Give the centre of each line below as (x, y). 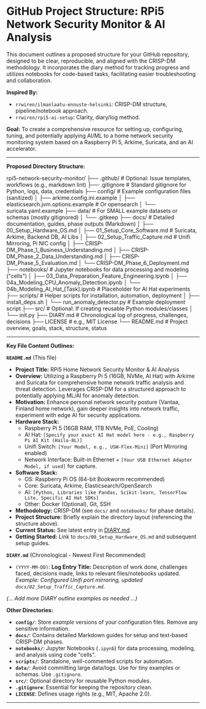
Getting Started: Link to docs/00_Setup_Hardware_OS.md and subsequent (106, 536)
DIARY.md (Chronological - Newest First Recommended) (76, 555)
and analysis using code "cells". (55, 654)
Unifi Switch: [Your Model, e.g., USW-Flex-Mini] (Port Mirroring (106, 446)
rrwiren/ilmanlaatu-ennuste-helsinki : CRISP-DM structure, (91, 104)
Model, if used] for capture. (60, 466)
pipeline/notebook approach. (52, 110)
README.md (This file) (32, 358)
